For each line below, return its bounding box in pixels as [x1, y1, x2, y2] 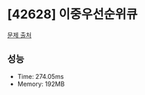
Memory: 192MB [17, 80, 65, 88]
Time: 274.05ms [17, 72, 64, 80]
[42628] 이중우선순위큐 [7, 6, 138, 22]
